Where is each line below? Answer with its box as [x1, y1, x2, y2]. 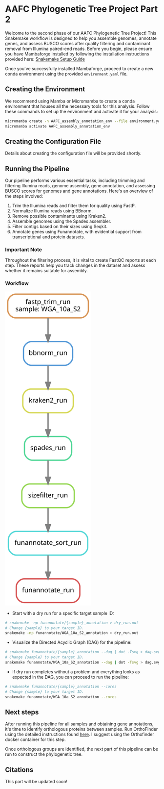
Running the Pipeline [5, 164, 70, 173]
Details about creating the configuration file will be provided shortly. [5, 151, 142, 156]
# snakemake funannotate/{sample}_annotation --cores [5, 684, 117, 689]
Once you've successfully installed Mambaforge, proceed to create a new [5, 65, 154, 72]
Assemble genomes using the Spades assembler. [12, 218, 111, 224]
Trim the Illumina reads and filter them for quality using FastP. [12, 203, 136, 209]
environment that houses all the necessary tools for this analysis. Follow [5, 103, 150, 109]
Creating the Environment [5, 85, 85, 94]
